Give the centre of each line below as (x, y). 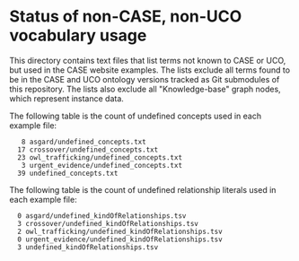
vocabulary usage (78, 35)
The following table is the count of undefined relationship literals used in (143, 189)
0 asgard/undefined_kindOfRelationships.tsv (102, 216)
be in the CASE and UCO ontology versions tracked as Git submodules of (145, 79)
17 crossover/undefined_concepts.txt (88, 150)
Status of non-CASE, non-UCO (126, 17)
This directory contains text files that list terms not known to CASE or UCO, (148, 60)
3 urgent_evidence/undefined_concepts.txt (101, 165)
